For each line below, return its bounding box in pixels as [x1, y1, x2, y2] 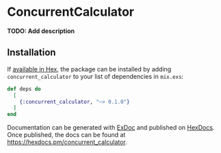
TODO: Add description [7, 27, 75, 35]
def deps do [7, 85, 41, 93]
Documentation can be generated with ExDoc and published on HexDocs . [7, 123, 215, 132]
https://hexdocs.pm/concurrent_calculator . [7, 138, 128, 146]
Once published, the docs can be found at [7, 131, 126, 139]
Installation [7, 47, 56, 58]
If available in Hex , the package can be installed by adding [7, 64, 172, 73]
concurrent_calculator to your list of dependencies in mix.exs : [7, 72, 184, 80]
